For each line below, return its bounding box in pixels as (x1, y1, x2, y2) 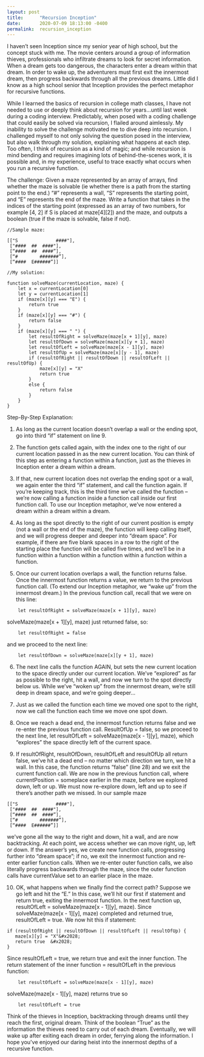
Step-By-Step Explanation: (7, 414, 73, 421)
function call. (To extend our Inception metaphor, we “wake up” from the (15, 583, 197, 590)
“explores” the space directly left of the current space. (15, 739, 152, 746)
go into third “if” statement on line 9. (15, 432, 107, 440)
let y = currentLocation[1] (18, 291, 89, 297)
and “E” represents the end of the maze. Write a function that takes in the (7, 196, 191, 203)
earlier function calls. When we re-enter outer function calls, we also (21, 859, 193, 866)
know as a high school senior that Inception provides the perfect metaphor (7, 82, 194, 89)
